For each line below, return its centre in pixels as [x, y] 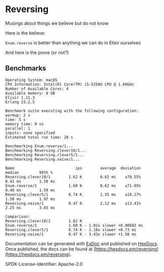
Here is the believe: [25, 33]
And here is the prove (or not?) [37, 52]
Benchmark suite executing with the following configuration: [72, 111]
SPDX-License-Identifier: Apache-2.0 [44, 264]
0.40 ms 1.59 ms [30, 190]
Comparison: [18, 217]
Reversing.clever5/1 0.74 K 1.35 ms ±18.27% [73, 194]
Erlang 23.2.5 [20, 102]
